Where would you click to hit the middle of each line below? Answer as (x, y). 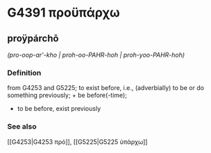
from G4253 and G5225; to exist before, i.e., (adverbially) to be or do (106, 88)
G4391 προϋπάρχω (64, 13)
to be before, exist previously (59, 109)
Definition (24, 73)
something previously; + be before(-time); (67, 96)
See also (22, 127)
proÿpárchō (33, 38)
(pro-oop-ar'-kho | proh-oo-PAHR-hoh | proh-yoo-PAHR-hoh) (96, 55)
